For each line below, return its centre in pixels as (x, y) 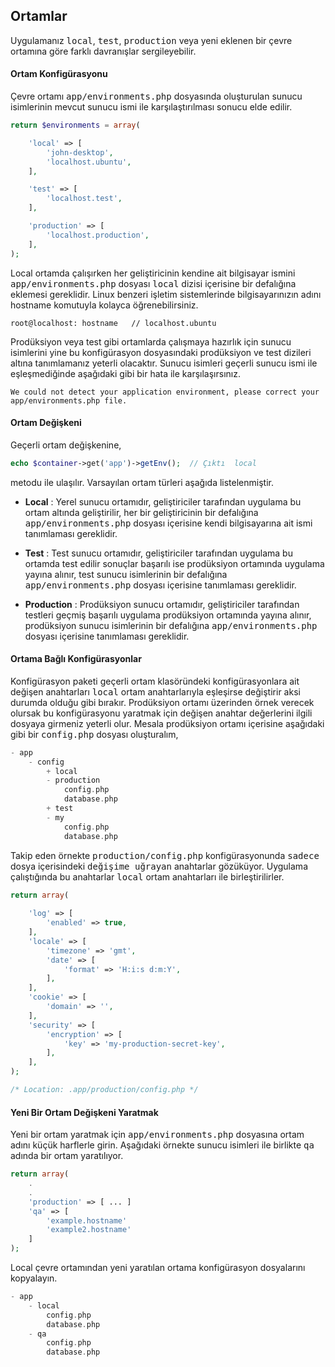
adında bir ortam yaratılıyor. (67, 1156)
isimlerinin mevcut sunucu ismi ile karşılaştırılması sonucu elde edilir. (151, 107)
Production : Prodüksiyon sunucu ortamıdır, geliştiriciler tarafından (162, 604)
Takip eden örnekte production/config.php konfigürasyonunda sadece (165, 855)
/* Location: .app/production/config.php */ (104, 1090)
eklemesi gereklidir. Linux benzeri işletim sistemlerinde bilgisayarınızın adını (166, 294)
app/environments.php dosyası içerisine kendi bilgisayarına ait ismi (168, 523)
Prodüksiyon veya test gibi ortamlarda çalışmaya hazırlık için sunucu (151, 341)
